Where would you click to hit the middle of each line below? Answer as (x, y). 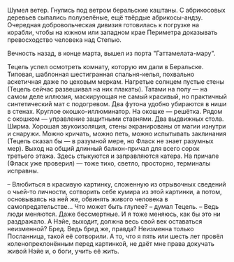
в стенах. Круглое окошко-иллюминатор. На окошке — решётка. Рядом (115, 111)
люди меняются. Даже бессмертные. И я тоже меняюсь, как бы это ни (114, 214)
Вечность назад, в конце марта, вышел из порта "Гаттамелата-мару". (111, 53)
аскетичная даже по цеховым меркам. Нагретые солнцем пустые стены (116, 82)
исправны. (23, 171)
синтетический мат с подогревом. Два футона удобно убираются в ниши (117, 104)
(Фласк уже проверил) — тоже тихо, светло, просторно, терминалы (109, 163)
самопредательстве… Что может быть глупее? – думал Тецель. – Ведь (113, 206)
